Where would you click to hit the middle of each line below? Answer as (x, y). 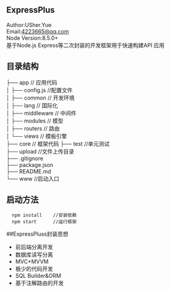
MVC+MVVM (32, 262)
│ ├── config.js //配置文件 (40, 90)
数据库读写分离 (34, 255)
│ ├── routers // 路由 (33, 128)
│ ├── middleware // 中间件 (41, 113)
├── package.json (30, 164)
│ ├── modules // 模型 (35, 121)
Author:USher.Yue (29, 25)
